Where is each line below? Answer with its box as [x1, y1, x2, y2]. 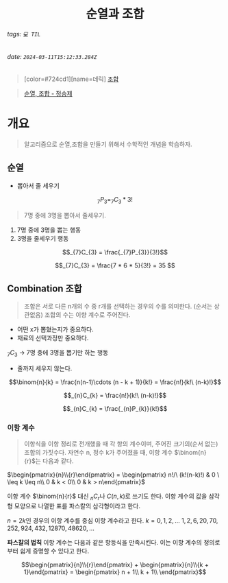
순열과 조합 [86, 6, 144, 22]
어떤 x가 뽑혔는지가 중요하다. [16, 325, 94, 333]
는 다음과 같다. [35, 457, 74, 465]
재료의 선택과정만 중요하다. [16, 334, 89, 342]
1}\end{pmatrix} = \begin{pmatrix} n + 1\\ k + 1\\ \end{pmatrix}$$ [23, 568, 207, 576]
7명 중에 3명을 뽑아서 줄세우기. [23, 211, 106, 219]
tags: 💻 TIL [7, 29, 41, 38]
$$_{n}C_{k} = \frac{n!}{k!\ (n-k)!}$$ [63, 392, 167, 400]
